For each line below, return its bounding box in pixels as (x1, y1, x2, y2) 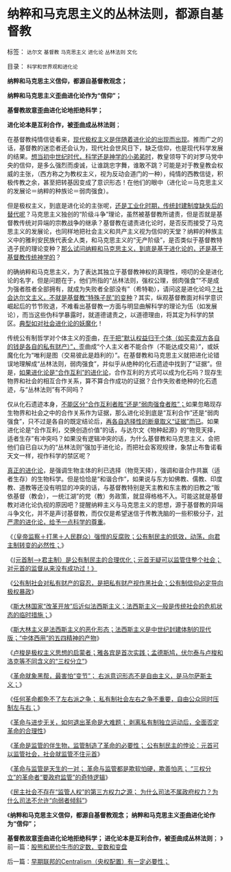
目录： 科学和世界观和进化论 (7, 62, 78, 70)
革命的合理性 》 (7, 726, 49, 734)
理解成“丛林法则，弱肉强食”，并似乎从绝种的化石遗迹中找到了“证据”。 (19, 359, 216, 368)
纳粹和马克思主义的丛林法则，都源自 (7, 6, 212, 22)
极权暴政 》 (7, 587, 38, 596)
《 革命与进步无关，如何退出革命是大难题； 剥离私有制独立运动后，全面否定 (7, 718, 219, 726)
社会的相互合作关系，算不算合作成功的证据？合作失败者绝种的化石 (25, 376, 211, 385)
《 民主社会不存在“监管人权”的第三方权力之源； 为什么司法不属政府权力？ (7, 787, 212, 796)
